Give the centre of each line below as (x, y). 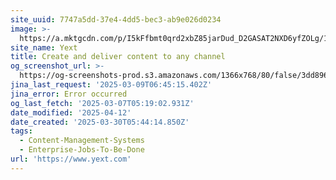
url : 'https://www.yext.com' (71, 159)
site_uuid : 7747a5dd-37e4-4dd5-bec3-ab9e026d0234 (116, 19)
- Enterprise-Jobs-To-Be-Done (82, 150)
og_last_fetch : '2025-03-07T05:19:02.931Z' (102, 103)
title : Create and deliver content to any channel (118, 57)
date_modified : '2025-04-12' (71, 112)
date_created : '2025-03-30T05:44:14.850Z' (100, 122)
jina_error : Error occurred (69, 94)
